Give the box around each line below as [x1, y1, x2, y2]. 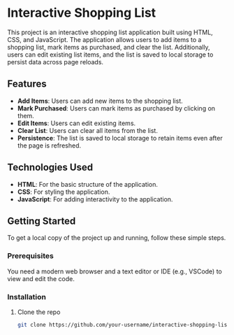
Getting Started [7, 215, 76, 227]
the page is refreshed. [17, 141, 82, 150]
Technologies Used [7, 162, 93, 173]
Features [7, 78, 47, 90]
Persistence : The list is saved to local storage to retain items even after [17, 134, 223, 142]
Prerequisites [7, 251, 54, 261]
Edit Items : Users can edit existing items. [17, 119, 136, 127]
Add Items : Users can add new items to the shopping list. [17, 97, 183, 105]
